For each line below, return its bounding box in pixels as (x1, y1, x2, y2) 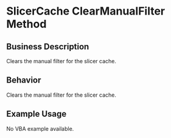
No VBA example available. (6, 125, 74, 132)
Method (6, 17, 47, 31)
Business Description (6, 41, 89, 52)
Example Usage (6, 109, 67, 119)
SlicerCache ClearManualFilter (6, 4, 166, 18)
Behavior (6, 75, 41, 86)
